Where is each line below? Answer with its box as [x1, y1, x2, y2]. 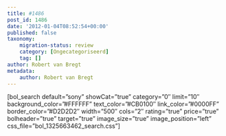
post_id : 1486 [7, 16, 48, 23]
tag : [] [19, 55, 41, 62]
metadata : [7, 67, 36, 74]
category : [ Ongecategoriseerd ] [19, 49, 109, 56]
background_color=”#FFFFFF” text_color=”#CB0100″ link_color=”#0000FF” [7, 100, 220, 109]
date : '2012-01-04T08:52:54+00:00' [7, 23, 109, 30]
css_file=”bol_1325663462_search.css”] [7, 122, 120, 131]
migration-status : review [19, 42, 94, 49]
